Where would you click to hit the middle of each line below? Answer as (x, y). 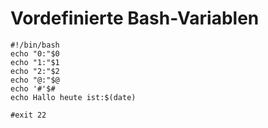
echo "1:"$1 (35, 62)
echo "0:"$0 (35, 53)
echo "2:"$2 (35, 71)
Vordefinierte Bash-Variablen (135, 18)
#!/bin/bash (35, 45)
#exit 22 (28, 115)
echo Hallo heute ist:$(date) (73, 97)
